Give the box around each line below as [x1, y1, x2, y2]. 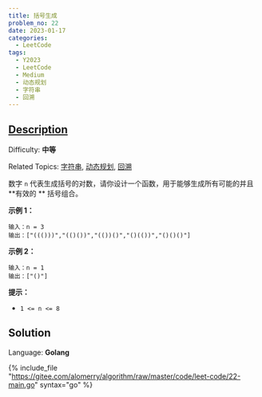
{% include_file [8, 363, 58, 372]
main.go [8, 379, 35, 389]
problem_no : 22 [8, 19, 59, 27]
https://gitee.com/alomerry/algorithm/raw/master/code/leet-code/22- [11, 371, 241, 381]
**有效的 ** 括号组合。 [8, 189, 82, 198]
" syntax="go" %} [34, 379, 93, 389]
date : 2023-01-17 [8, 26, 66, 34]
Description [8, 123, 68, 136]
